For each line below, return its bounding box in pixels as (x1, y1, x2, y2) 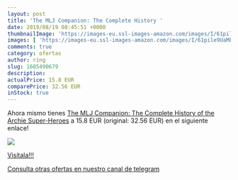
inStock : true (7, 89, 50, 96)
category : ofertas (7, 50, 62, 57)
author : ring (7, 57, 46, 64)
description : (7, 69, 46, 77)
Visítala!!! (7, 151, 34, 159)
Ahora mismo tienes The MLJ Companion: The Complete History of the (7, 109, 215, 118)
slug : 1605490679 (7, 63, 59, 70)
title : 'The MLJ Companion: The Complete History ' (7, 17, 163, 24)
